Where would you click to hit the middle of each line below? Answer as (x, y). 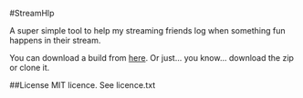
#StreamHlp (32, 13)
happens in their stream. (55, 40)
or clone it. (30, 68)
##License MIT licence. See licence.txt (83, 85)
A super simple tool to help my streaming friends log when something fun (147, 30)
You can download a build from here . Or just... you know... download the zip (152, 58)
